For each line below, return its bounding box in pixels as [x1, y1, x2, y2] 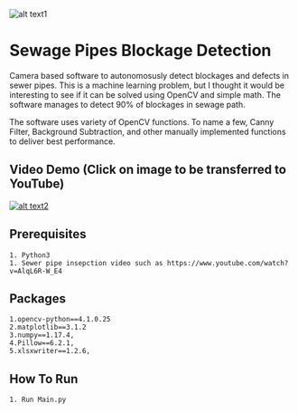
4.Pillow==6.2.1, [9, 339, 75, 348]
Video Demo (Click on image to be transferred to [9, 162, 287, 178]
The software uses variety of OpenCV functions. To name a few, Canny [9, 116, 275, 127]
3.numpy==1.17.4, [9, 331, 75, 340]
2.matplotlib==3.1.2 [9, 322, 88, 332]
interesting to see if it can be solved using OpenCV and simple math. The [9, 89, 282, 100]
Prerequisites [9, 226, 87, 242]
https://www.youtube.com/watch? [166, 258, 289, 267]
